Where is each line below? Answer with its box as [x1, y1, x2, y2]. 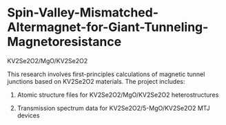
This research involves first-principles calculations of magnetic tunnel [7, 70, 205, 78]
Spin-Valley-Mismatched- [7, 5, 159, 21]
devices [17, 111, 40, 120]
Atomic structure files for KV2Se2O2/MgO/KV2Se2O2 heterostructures [17, 91, 219, 99]
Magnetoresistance [7, 34, 122, 49]
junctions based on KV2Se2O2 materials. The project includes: [7, 77, 185, 85]
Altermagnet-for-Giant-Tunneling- [7, 19, 209, 35]
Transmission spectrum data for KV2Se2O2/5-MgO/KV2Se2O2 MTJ [17, 104, 210, 112]
